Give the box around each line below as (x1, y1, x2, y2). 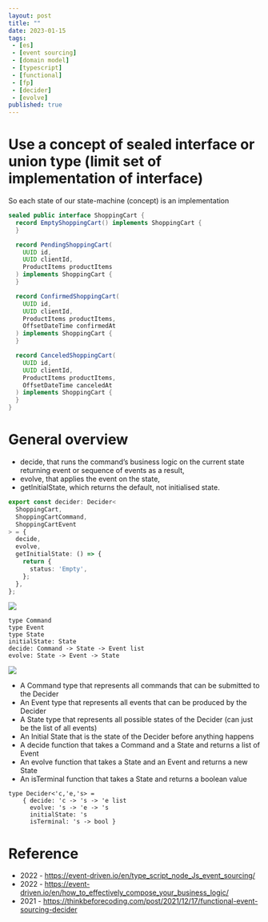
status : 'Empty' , (29, 565, 88, 573)
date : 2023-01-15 (8, 26, 66, 34)
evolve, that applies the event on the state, (19, 474, 160, 483)
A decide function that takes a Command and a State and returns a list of (19, 740, 261, 750)
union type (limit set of (8, 153, 162, 170)
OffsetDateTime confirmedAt (22, 322, 116, 331)
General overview (8, 431, 129, 449)
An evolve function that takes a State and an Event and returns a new (19, 757, 248, 767)
